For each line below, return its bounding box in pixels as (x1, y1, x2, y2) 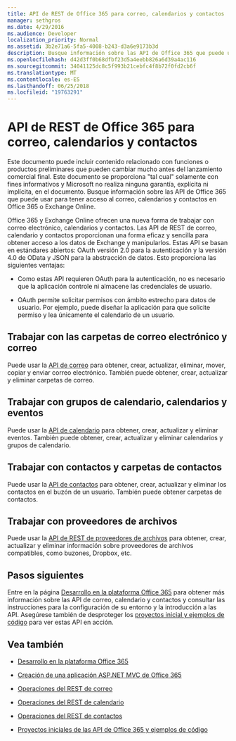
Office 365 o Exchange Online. (7, 202, 96, 211)
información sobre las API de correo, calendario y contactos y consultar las (7, 596, 225, 604)
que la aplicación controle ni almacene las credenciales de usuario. (17, 282, 212, 291)
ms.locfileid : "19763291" (7, 89, 83, 96)
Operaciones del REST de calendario (17, 698, 124, 706)
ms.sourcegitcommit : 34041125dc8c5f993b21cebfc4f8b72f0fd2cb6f (7, 63, 197, 70)
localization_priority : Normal (7, 37, 99, 44)
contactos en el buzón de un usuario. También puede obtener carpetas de (7, 487, 223, 496)
